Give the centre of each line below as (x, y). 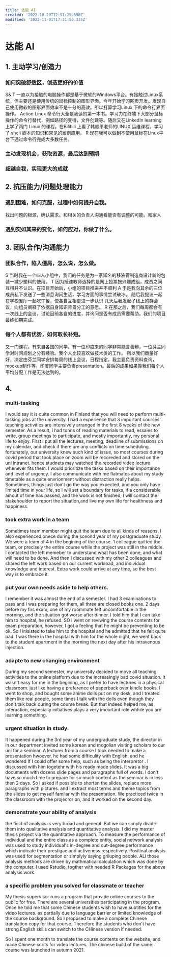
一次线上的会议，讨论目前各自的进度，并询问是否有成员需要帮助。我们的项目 (85, 314)
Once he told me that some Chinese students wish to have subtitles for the (83, 907)
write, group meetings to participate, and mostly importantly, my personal (82, 436)
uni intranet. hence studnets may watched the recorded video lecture (78, 463)
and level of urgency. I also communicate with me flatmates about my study (84, 474)
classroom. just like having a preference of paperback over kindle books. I (83, 688)
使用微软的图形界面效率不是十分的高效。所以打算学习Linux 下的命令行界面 (87, 107)
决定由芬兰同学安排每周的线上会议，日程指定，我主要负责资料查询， (85, 359)
